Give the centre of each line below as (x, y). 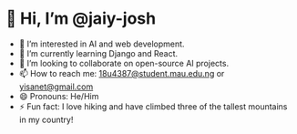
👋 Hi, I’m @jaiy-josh (81, 19)
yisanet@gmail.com (56, 87)
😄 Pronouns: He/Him (59, 96)
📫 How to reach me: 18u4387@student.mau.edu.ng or (122, 73)
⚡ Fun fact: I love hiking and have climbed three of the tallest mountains (153, 106)
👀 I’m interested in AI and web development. (102, 44)
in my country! (46, 119)
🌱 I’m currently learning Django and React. (98, 53)
